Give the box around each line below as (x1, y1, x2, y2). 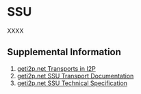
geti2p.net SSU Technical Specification (16, 79, 128, 87)
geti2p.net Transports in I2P (16, 64, 96, 72)
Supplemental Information (7, 46, 122, 58)
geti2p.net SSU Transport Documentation (16, 72, 134, 80)
